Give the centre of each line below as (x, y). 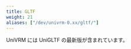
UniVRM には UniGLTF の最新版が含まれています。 (67, 40)
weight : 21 (19, 17)
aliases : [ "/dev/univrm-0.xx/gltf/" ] (53, 22)
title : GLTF (21, 12)
